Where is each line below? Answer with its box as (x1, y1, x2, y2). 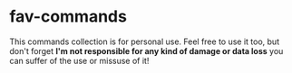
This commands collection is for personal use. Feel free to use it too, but (9, 36, 279, 47)
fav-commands (9, 6, 127, 27)
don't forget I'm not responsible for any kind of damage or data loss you (9, 45, 284, 56)
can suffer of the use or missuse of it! (9, 55, 150, 66)
